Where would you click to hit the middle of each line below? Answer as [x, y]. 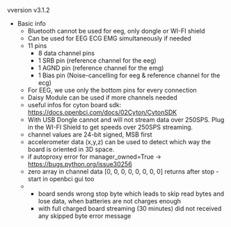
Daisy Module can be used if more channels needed [102, 97]
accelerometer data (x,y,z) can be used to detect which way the [119, 142]
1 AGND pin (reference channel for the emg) [101, 68]
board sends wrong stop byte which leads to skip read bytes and [131, 194]
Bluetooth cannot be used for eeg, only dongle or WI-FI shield [116, 31]
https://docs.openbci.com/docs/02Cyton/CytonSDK [102, 112]
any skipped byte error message [85, 216]
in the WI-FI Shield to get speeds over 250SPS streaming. [110, 127]
